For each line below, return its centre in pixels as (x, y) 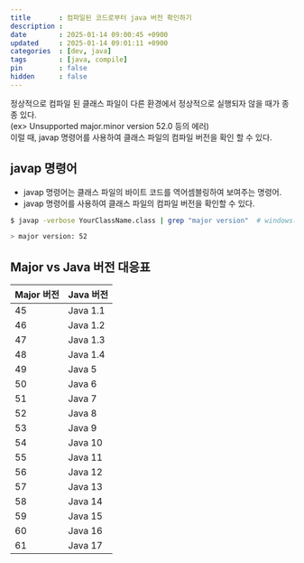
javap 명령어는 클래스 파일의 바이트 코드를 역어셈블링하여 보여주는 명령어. (152, 192)
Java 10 (85, 443)
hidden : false (49, 77)
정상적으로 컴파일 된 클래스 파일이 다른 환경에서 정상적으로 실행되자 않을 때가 (145, 103)
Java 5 (83, 370)
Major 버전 (37, 295)
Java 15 (85, 516)
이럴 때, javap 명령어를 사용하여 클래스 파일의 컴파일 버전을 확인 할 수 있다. (142, 137)
